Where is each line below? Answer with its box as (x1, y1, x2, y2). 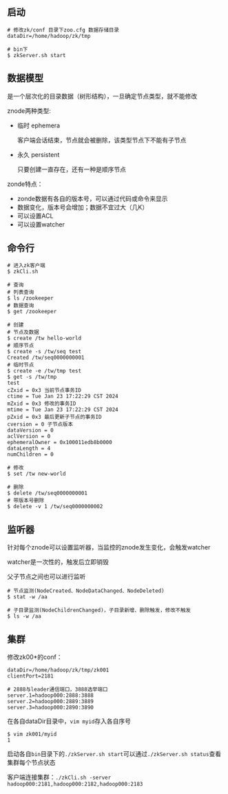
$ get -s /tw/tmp (7, 374, 57, 381)
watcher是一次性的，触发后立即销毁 (7, 558, 109, 566)
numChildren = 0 (7, 451, 54, 458)
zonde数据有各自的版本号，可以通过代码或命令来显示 (17, 194, 168, 202)
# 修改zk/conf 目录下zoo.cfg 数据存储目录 (7, 26, 119, 33)
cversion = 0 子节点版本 (7, 421, 74, 428)
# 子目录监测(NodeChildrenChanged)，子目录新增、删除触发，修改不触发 (7, 607, 191, 614)
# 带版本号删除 (7, 497, 45, 504)
